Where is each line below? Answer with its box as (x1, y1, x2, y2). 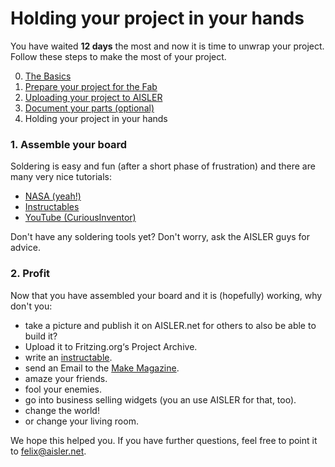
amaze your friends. (24, 372, 108, 384)
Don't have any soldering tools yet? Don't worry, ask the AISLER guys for (10, 231, 311, 243)
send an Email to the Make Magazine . (24, 362, 180, 374)
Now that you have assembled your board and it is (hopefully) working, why (10, 289, 323, 301)
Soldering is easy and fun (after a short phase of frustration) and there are (10, 160, 316, 172)
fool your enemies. (24, 383, 102, 395)
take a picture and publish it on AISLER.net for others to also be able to (24, 319, 317, 331)
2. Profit (10, 267, 51, 281)
